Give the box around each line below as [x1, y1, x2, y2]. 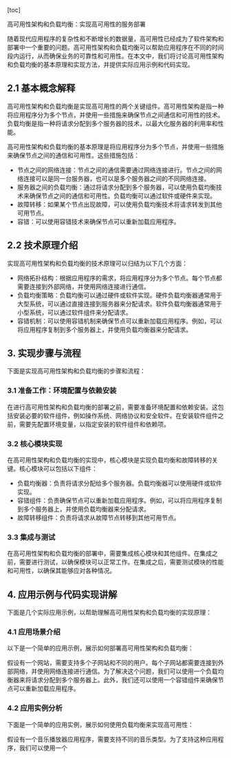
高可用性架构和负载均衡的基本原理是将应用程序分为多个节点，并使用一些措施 [7, 143, 224, 151]
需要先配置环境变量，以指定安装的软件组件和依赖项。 [19, 420, 170, 428]
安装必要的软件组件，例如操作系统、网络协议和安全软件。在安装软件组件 [12, 411, 218, 419]
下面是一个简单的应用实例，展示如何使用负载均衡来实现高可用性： [7, 720, 194, 728]
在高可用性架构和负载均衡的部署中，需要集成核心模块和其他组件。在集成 [7, 549, 212, 558]
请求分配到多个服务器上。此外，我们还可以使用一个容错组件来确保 [30, 676, 218, 684]
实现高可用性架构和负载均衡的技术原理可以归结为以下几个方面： [7, 259, 188, 267]
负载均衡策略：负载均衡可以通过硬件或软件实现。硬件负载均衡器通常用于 [16, 291, 222, 299]
